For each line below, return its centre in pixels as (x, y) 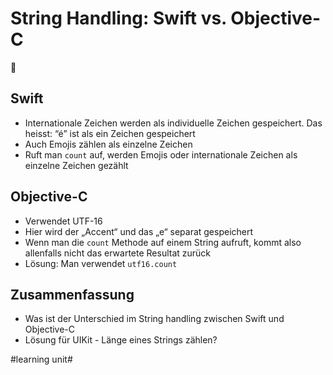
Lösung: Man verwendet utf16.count (101, 263)
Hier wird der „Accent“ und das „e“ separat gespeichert (139, 231)
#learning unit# (41, 359)
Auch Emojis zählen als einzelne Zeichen (108, 144)
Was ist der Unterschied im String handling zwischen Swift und (154, 319)
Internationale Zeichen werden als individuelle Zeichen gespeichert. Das (173, 123)
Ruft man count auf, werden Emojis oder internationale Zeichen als (161, 154)
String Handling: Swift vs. (118, 18)
